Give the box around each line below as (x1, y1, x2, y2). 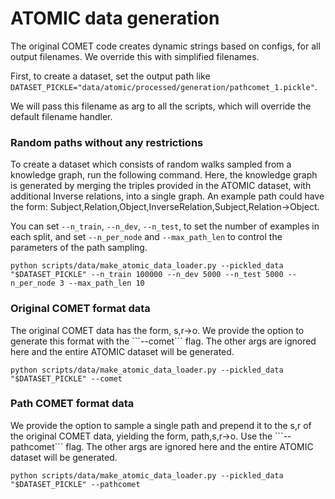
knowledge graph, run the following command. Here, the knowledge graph (10, 169, 318, 181)
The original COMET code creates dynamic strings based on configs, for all (10, 40, 321, 52)
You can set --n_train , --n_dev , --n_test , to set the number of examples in (10, 220, 320, 232)
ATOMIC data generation (10, 7, 220, 30)
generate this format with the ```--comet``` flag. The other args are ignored (10, 335, 317, 347)
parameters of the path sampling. (10, 242, 148, 254)
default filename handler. (10, 110, 113, 122)
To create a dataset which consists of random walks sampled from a (10, 158, 292, 171)
